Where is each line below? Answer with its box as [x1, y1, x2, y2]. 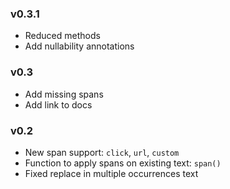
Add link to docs [24, 98, 93, 111]
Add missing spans [24, 88, 104, 100]
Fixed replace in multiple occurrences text [24, 167, 199, 179]
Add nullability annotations [24, 40, 135, 52]
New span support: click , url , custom [24, 146, 180, 158]
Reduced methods [24, 30, 101, 42]
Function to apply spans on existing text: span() [24, 157, 222, 169]
